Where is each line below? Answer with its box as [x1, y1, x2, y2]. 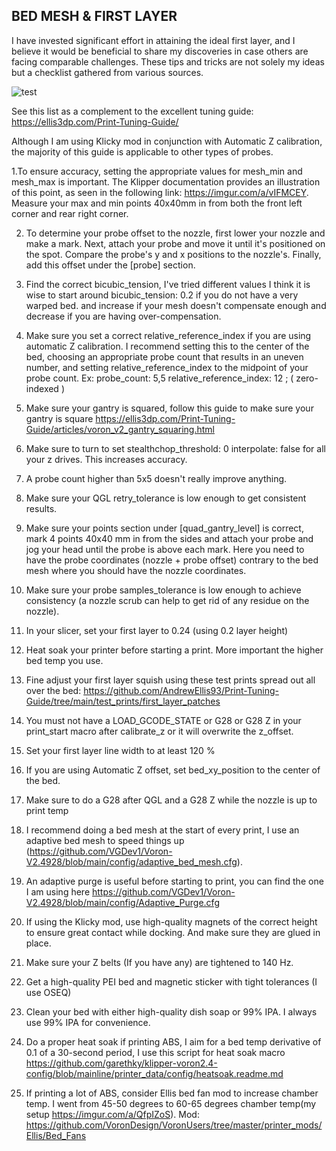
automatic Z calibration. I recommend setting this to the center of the [25, 340, 310, 352]
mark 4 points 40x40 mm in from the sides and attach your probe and [25, 532, 314, 544]
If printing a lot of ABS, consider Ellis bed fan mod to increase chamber [25, 1087, 319, 1099]
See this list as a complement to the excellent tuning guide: [11, 105, 254, 117]
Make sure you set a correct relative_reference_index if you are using [25, 329, 312, 341]
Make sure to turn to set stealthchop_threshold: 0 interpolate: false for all [25, 442, 326, 454]
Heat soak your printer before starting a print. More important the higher [25, 644, 324, 656]
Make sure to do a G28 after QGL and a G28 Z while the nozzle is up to [25, 794, 318, 806]
